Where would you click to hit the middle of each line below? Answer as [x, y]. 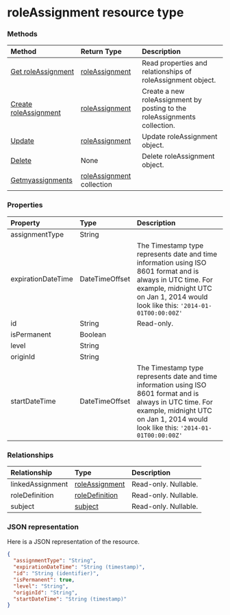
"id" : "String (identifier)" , [56, 573]
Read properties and [174, 63]
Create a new [163, 92]
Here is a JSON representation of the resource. [74, 542]
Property [25, 222]
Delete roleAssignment [178, 157]
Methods [22, 34]
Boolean [93, 335]
